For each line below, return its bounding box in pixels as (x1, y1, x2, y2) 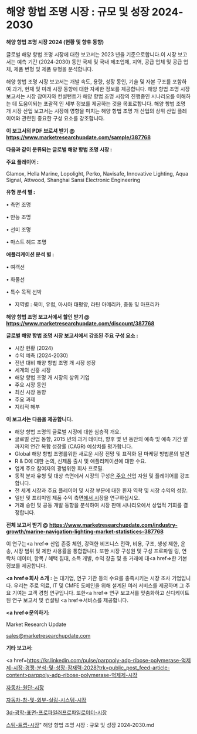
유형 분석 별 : (6, 188, 36, 196)
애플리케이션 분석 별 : (6, 251, 55, 258)
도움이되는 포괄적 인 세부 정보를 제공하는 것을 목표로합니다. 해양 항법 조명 (18, 100, 186, 107)
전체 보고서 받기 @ (6, 521, 49, 528)
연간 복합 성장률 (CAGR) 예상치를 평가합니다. (30, 443, 133, 450)
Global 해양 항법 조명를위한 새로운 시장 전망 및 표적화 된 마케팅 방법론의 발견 (14, 450, 189, 457)
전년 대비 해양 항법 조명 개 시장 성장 (14, 359, 96, 366)
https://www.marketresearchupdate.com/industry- (49, 521, 178, 528)
